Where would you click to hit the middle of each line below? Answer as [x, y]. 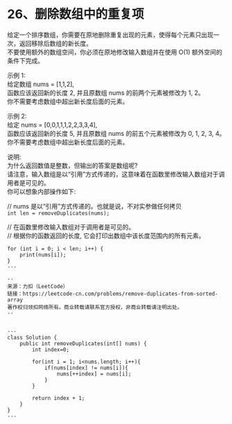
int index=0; [51, 350]
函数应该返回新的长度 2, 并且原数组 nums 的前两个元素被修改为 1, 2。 [106, 92]
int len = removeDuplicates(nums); [59, 213]
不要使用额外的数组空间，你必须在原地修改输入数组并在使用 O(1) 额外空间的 [115, 52]
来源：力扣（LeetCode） [38, 286]
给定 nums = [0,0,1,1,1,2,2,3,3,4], [52, 125]
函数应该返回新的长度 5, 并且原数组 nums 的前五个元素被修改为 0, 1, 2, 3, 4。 [116, 133]
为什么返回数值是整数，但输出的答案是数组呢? [73, 165]
